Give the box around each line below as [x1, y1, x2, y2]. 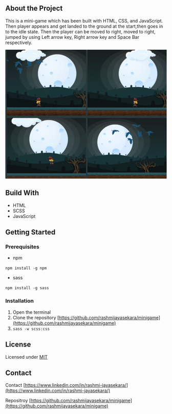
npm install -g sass [5, 286, 50, 291]
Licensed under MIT [5, 354, 48, 360]
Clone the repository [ [12, 314, 59, 320]
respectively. [5, 39, 32, 46]
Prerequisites [5, 243, 39, 250]
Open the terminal [12, 309, 51, 315]
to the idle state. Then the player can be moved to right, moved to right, [5, 28, 156, 35]
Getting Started [5, 228, 56, 237]
